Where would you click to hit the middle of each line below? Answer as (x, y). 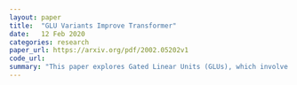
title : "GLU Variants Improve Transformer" (93, 26)
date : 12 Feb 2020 (48, 34)
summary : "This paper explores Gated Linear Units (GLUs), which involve (149, 67)
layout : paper (36, 17)
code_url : (28, 58)
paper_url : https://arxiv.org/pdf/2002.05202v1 (99, 50)
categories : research (49, 42)
